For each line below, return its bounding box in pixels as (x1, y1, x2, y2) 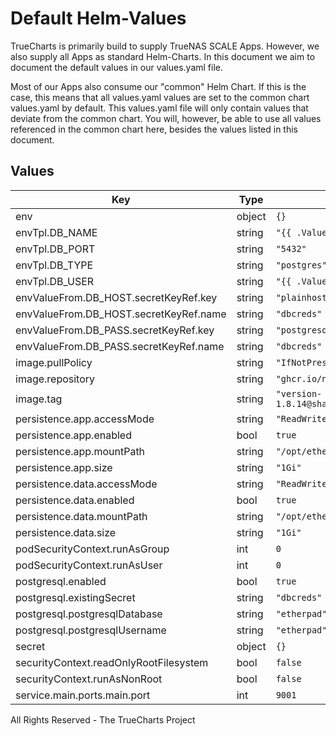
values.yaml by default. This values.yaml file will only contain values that (10, 102, 309, 114)
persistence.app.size (15, 460, 113, 474)
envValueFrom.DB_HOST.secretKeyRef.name (15, 307, 227, 321)
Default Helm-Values (10, 7, 187, 30)
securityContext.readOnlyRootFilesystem (15, 655, 209, 669)
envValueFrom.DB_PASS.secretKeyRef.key (15, 323, 215, 337)
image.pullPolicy (15, 355, 93, 369)
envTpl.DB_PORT (15, 242, 96, 256)
